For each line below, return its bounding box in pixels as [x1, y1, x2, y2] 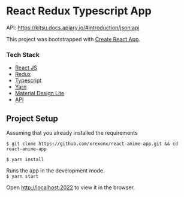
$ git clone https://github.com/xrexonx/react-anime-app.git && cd [6, 141, 179, 147]
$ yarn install [6, 157, 44, 163]
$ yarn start [6, 174, 39, 180]
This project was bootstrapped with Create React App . [6, 35, 141, 43]
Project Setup [6, 113, 59, 123]
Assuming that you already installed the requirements [6, 129, 138, 137]
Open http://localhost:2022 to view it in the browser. [6, 184, 135, 191]
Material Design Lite [14, 90, 65, 97]
